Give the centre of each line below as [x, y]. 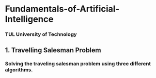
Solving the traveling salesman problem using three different [78, 64]
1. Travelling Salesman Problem [53, 50]
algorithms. [19, 70]
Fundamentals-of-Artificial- [62, 9]
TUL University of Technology [41, 34]
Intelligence [29, 19]
